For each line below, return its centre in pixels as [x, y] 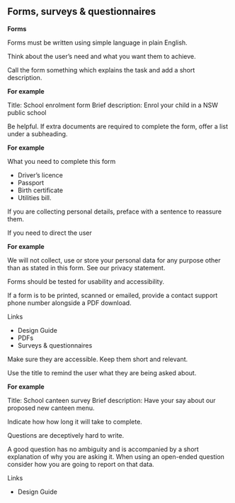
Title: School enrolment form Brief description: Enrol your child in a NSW [113, 105]
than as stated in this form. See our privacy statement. [86, 267]
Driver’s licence [40, 175]
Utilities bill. [34, 197]
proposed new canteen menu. [51, 408]
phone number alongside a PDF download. [70, 303]
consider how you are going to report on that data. [81, 464]
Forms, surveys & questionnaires [82, 12]
